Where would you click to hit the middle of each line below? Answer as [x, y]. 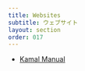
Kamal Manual [42, 59]
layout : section [34, 30]
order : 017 [26, 37]
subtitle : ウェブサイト [43, 23]
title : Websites [34, 15]
